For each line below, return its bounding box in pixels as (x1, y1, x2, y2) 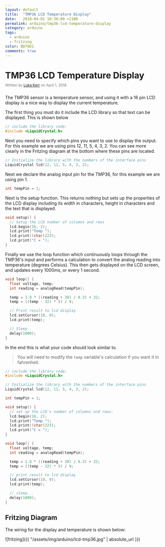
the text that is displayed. (5, 205, 56, 211)
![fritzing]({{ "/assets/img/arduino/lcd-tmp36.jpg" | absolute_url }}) (5, 536, 140, 542)
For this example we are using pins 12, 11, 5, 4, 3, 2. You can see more (5, 143, 146, 149)
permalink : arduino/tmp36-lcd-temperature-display (5, 21, 111, 26)
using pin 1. (5, 176, 28, 182)
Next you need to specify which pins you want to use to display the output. (5, 138, 157, 144)
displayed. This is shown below (5, 114, 69, 121)
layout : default (5, 7, 38, 12)
